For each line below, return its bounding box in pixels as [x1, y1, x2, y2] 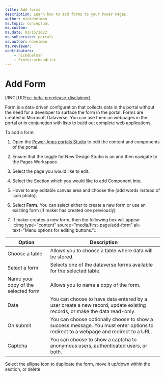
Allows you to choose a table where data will [50, 247, 153, 254]
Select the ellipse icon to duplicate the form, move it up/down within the [5, 361, 151, 367]
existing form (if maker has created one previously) [12, 207, 116, 214]
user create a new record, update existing [50, 302, 146, 309]
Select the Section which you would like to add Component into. [12, 178, 142, 184]
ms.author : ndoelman [5, 39, 48, 44]
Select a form [7, 265, 39, 271]
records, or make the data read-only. [50, 308, 136, 315]
